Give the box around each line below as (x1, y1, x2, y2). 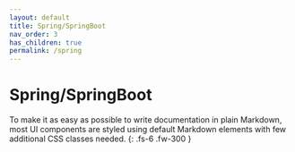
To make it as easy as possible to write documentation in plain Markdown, (9, 114, 282, 125)
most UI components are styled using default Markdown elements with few (9, 124, 287, 135)
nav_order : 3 (9, 30, 58, 38)
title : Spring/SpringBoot (9, 21, 106, 30)
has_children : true (9, 38, 82, 47)
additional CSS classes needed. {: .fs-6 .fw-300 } (9, 133, 192, 144)
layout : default (9, 13, 70, 22)
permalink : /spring (9, 46, 82, 55)
